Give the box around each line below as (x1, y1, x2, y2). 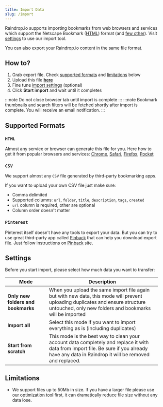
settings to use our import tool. (5, 35, 67, 41)
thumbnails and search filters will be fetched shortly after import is (5, 102, 138, 108)
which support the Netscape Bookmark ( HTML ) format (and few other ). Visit (5, 30, 158, 36)
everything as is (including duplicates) (49, 325, 136, 332)
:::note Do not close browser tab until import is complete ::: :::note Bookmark (5, 97, 158, 103)
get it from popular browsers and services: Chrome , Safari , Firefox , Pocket (5, 151, 154, 156)
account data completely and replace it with (49, 339, 149, 346)
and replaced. (49, 357, 81, 364)
